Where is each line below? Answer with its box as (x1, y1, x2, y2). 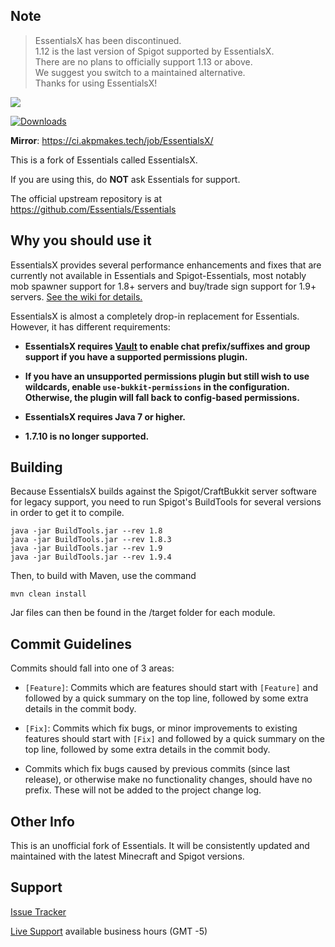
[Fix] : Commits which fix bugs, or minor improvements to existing (24, 722, 298, 734)
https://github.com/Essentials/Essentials (10, 203, 177, 215)
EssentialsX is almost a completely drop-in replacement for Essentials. (10, 310, 300, 322)
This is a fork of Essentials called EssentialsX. (10, 154, 198, 166)
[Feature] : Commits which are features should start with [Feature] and (24, 682, 319, 694)
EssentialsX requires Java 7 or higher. (24, 410, 187, 423)
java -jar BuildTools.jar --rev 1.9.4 (10, 552, 172, 563)
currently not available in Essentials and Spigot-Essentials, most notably (10, 269, 307, 281)
